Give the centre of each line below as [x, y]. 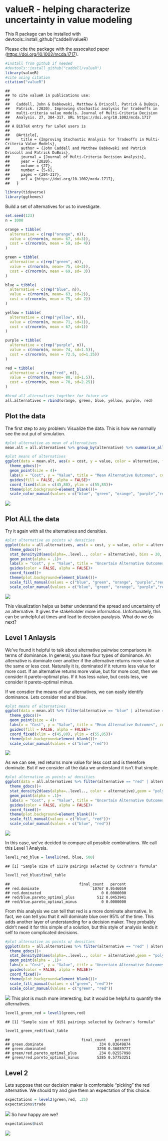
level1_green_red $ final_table [37, 1031]
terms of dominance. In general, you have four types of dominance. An [78, 655]
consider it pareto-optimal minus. [39, 682]
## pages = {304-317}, [33, 175]
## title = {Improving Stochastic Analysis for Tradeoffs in [74, 140]
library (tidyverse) [25, 192]
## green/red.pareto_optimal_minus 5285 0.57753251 [68, 1058]
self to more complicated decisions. [42, 932]
